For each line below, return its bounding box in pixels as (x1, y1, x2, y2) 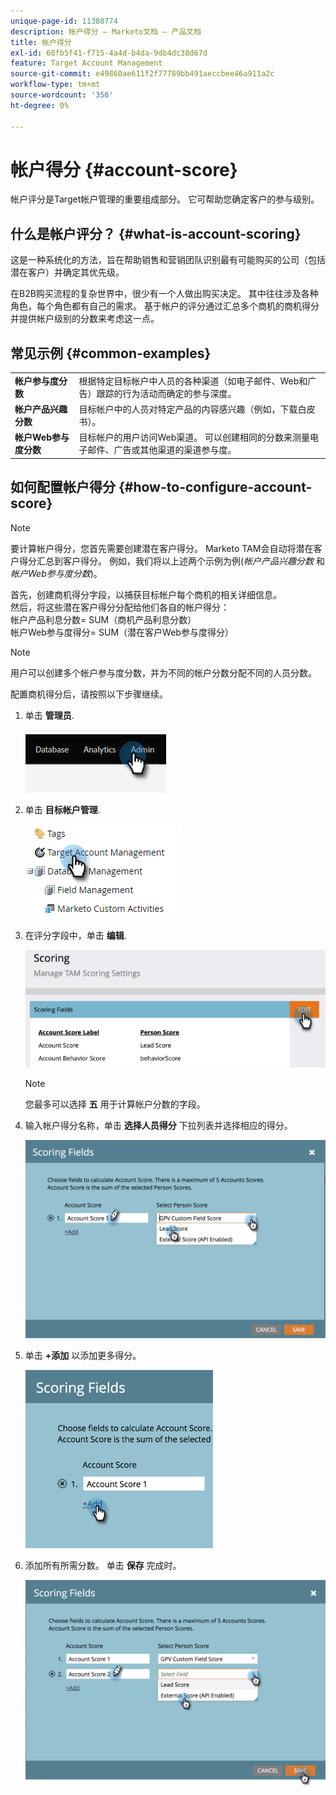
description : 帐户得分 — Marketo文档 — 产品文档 (10, 26, 202, 37)
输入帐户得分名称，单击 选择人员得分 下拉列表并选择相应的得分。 (24, 1120, 293, 1132)
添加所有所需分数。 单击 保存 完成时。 (24, 1560, 182, 1572)
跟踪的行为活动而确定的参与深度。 (96, 387, 237, 399)
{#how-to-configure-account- (118, 479, 313, 496)
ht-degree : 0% (10, 100, 70, 110)
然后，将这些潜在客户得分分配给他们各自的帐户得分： (10, 601, 230, 613)
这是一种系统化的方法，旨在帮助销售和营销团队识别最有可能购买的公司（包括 (10, 254, 326, 266)
